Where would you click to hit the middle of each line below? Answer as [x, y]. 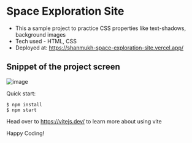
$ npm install [25, 105]
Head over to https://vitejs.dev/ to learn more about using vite [84, 121]
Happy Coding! [25, 133]
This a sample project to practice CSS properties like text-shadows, [100, 28]
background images [40, 34]
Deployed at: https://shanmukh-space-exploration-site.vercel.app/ [99, 48]
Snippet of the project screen [63, 67]
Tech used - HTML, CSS [46, 41]
